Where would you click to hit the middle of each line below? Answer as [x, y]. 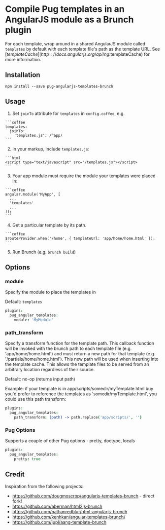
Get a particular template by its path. [49, 225]
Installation [23, 75]
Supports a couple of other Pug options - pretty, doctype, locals [70, 441]
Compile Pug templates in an [65, 9]
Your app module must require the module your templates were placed [84, 176]
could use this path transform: [36, 399]
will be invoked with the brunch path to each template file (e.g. [68, 348]
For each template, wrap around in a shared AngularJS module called [75, 43]
